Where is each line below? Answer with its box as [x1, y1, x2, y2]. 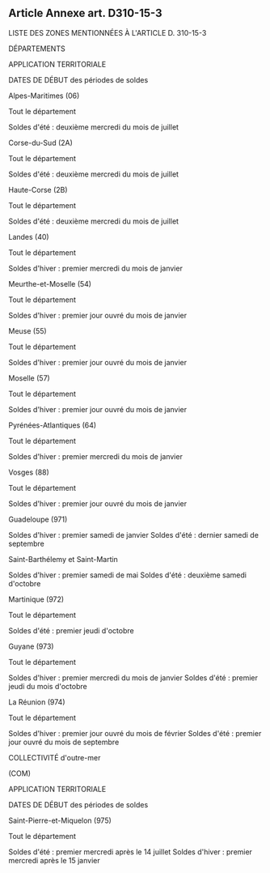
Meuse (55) [8, 326, 47, 335]
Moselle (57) [8, 373, 50, 383]
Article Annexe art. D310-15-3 [8, 6, 163, 20]
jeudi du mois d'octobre [8, 681, 87, 691]
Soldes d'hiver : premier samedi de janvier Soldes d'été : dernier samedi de [8, 530, 259, 539]
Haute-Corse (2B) [8, 185, 68, 194]
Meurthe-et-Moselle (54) [8, 279, 91, 288]
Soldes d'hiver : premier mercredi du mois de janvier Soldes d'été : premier [8, 672, 259, 683]
